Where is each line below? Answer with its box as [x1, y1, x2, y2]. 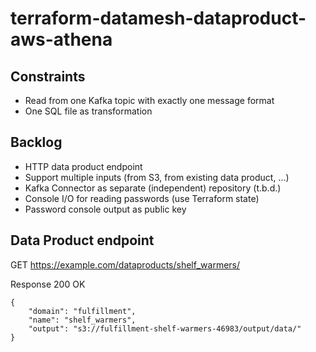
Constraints [10, 68, 86, 85]
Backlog [10, 134, 63, 151]
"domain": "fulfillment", [28, 306, 137, 316]
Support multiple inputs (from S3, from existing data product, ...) [24, 171, 290, 183]
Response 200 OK [10, 278, 86, 290]
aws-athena [10, 28, 113, 51]
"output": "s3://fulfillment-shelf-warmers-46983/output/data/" [28, 323, 302, 334]
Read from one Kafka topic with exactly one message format [24, 95, 275, 106]
